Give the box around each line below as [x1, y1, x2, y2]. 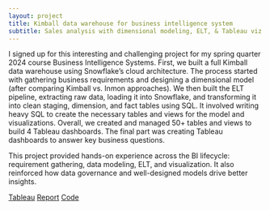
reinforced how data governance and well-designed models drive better [8, 168, 248, 178]
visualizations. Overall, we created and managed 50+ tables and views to [8, 118, 252, 128]
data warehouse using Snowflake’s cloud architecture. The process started [8, 66, 258, 76]
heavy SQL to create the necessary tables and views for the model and [8, 109, 245, 119]
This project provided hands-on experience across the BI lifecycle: [8, 151, 230, 161]
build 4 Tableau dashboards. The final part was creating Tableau [8, 126, 224, 136]
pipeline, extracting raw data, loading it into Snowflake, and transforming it [8, 92, 257, 102]
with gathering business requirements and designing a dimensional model [8, 75, 255, 85]
